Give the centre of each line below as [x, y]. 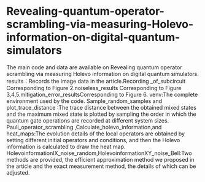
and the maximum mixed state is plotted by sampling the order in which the [101, 114]
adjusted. [18, 172]
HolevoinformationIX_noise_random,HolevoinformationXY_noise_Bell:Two [99, 153]
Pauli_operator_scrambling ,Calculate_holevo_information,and [84, 127]
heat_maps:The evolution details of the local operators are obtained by [96, 134]
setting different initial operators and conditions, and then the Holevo [93, 140]
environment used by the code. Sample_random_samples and [84, 101]
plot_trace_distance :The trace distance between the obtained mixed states [101, 107]
